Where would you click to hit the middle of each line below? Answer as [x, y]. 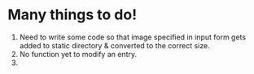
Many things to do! [72, 15]
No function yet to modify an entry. [78, 54]
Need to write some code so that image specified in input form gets [132, 37]
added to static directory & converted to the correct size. [114, 45]
